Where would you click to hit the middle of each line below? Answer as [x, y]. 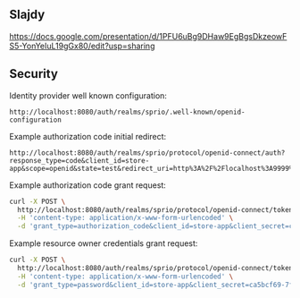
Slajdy [27, 15]
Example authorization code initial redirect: [88, 136]
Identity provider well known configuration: [88, 95]
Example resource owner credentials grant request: [104, 243]
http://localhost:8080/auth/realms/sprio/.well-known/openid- [127, 112]
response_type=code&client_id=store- [79, 160]
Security [33, 74]
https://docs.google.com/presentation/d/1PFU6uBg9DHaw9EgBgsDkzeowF [148, 36]
